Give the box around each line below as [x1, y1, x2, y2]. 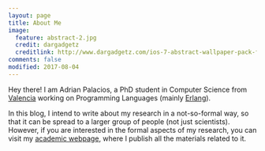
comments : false [8, 56, 62, 64]
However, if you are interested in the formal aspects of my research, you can [8, 125, 257, 134]
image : [8, 26, 30, 34]
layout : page [8, 11, 51, 20]
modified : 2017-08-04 [8, 63, 80, 71]
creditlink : [15, 48, 55, 56]
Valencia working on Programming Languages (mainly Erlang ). [8, 92, 211, 103]
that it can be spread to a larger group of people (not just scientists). [8, 116, 230, 126]
